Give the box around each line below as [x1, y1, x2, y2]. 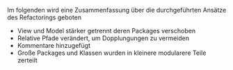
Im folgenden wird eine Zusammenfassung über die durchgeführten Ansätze [7, 6, 227, 14]
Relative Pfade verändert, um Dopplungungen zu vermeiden [17, 34, 190, 42]
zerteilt [17, 56, 38, 64]
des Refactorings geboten [7, 13, 82, 21]
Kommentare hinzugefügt [17, 42, 90, 49]
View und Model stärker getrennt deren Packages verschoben [17, 27, 196, 35]
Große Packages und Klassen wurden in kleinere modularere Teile [17, 49, 207, 57]
